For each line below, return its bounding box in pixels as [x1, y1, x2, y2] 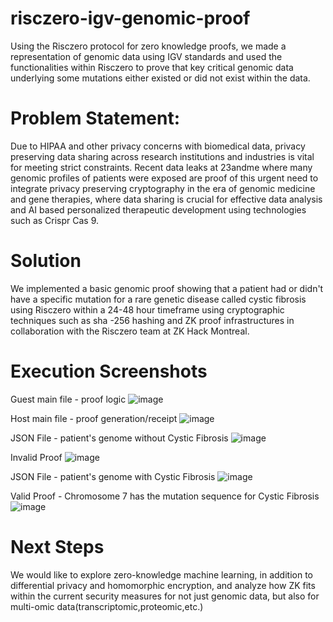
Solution [10, 250, 82, 272]
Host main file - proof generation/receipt [10, 412, 178, 424]
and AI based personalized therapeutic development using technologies [10, 203, 307, 216]
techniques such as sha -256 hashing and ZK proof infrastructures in [10, 314, 295, 326]
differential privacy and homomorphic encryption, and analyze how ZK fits [10, 579, 316, 591]
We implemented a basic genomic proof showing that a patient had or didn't [10, 282, 324, 294]
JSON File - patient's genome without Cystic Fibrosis [10, 432, 229, 444]
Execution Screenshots [10, 360, 208, 382]
